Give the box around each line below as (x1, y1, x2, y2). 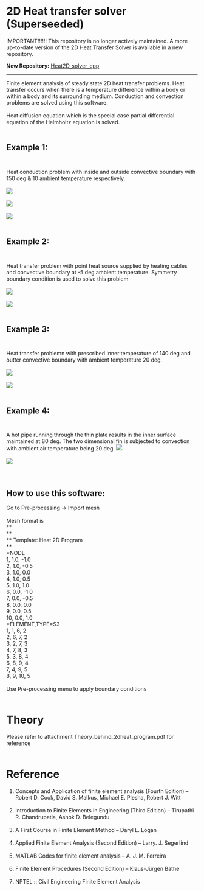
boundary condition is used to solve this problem (6, 275, 129, 282)
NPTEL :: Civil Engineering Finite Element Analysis (15, 878, 140, 885)
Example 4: (6, 405, 50, 416)
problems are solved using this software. (6, 99, 108, 106)
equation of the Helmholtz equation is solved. (6, 118, 120, 125)
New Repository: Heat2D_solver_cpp (6, 62, 100, 69)
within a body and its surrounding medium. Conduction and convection (6, 93, 184, 100)
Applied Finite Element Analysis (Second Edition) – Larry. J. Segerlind (15, 839, 189, 847)
